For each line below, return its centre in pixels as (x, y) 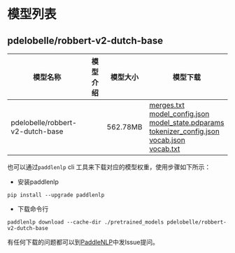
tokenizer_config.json (185, 131)
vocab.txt (165, 149)
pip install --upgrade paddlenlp (56, 195)
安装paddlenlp (38, 182)
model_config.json (179, 114)
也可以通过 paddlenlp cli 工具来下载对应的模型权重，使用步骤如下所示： (109, 167)
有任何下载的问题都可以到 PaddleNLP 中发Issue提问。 (83, 242)
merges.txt (167, 105)
